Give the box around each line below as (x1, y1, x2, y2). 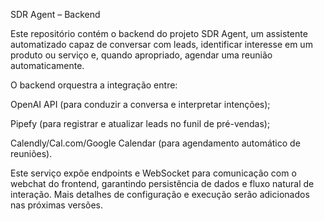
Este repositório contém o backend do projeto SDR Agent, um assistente (10, 28, 308, 39)
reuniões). (10, 148, 53, 159)
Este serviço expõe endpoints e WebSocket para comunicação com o (10, 167, 297, 179)
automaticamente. (10, 60, 85, 71)
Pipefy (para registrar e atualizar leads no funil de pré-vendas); (10, 118, 271, 129)
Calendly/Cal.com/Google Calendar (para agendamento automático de (10, 137, 301, 149)
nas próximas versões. (10, 199, 104, 211)
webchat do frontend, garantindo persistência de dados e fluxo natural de (10, 178, 315, 189)
